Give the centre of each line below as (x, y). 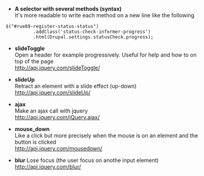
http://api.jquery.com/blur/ (48, 167)
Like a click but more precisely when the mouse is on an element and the (106, 136)
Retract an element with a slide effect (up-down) (75, 86)
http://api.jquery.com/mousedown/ (58, 148)
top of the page (34, 61)
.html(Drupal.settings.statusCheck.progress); (93, 37)
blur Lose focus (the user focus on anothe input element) (87, 160)
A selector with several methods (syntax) (68, 9)
